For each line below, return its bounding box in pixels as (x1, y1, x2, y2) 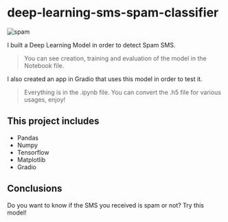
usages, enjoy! (23, 95, 66, 104)
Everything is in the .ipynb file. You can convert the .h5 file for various (23, 88, 222, 96)
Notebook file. (23, 61, 65, 69)
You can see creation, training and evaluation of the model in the (23, 54, 207, 63)
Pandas (16, 133, 39, 142)
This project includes (7, 115, 100, 127)
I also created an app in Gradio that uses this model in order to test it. (7, 74, 203, 83)
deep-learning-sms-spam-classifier (7, 5, 219, 21)
